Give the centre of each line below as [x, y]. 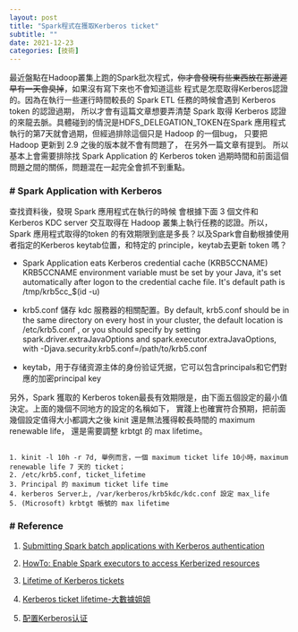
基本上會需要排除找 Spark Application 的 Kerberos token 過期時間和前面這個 [149, 156]
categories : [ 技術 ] [44, 51]
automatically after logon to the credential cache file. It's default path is [153, 282]
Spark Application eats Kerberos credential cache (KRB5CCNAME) [145, 263]
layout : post [34, 17]
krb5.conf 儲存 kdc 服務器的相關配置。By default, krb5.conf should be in [156, 310]
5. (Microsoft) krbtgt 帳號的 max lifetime [89, 504]
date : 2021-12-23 [42, 43]
